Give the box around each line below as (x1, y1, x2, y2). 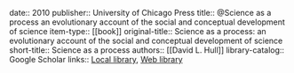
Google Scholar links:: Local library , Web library (9, 55, 184, 64)
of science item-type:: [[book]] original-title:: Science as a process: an (9, 26, 266, 36)
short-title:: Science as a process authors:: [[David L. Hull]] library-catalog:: (9, 45, 285, 55)
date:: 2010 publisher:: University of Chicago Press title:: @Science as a (9, 8, 272, 18)
